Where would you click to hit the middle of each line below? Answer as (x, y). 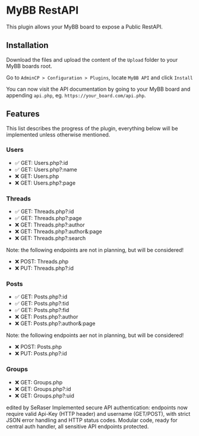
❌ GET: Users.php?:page (45, 183)
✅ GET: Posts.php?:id (41, 297)
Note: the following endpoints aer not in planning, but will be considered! (95, 335)
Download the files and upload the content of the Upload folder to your (92, 59)
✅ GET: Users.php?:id (41, 163)
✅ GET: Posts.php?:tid (42, 304)
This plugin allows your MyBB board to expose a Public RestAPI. (85, 27)
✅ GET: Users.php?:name (46, 169)
